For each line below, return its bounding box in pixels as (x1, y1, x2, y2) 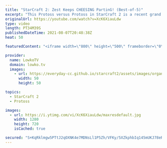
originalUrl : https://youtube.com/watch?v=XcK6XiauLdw (5, 16, 121, 21)
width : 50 (18, 76, 39, 81)
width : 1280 (14, 117, 39, 122)
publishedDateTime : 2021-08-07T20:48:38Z (5, 30, 92, 35)
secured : (5, 135, 23, 140)
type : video (5, 21, 30, 26)
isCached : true (14, 126, 46, 132)
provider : (5, 53, 26, 58)
